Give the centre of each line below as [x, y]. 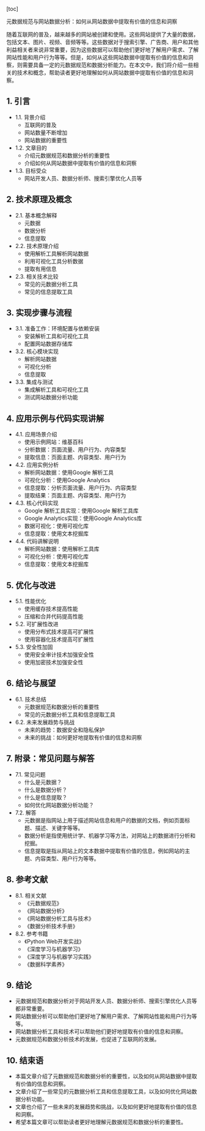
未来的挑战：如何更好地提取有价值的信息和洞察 [83, 737]
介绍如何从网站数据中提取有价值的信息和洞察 [81, 163]
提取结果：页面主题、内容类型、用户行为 [75, 496]
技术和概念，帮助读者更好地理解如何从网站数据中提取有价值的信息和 [102, 72]
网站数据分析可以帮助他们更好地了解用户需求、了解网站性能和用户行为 [103, 1016]
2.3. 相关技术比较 [37, 276]
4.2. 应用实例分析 [37, 465]
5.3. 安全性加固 [34, 647]
